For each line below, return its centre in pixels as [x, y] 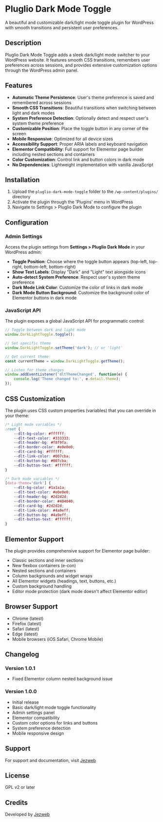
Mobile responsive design [38, 733]
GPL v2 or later [20, 787]
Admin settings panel [33, 712]
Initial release [25, 702]
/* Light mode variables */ [34, 424]
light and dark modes [33, 113]
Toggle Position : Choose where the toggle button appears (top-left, [80, 262]
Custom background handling [42, 586]
